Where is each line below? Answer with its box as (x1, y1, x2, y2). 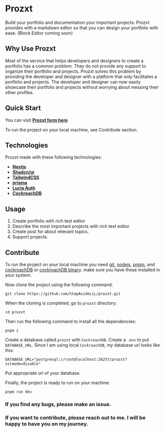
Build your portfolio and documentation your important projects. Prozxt (5, 19, 150, 25)
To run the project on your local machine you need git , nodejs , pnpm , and (5, 262, 155, 267)
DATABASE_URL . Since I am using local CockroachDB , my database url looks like (5, 342, 160, 348)
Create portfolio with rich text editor (12, 218, 86, 224)
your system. (5, 272, 32, 278)
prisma (12, 180, 27, 186)
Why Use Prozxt (5, 44, 56, 53)
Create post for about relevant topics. (12, 228, 89, 234)
